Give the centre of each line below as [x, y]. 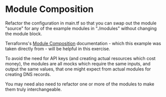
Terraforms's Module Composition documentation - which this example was [83, 43]
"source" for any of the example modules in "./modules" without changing [81, 28]
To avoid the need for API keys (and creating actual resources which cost [81, 58]
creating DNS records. [28, 74]
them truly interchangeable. [34, 89]
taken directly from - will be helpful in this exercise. [58, 48]
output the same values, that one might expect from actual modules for [78, 69]
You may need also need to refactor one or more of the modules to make [80, 84]
